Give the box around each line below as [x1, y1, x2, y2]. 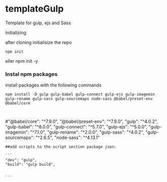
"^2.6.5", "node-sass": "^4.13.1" [35, 134, 100, 141]
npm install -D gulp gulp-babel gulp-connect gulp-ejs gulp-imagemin [5, 92, 155, 97]
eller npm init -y [5, 58, 38, 64]
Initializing [5, 29, 27, 35]
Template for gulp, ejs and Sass [5, 20, 71, 26]
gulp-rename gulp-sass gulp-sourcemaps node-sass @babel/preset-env [5, 97, 153, 102]
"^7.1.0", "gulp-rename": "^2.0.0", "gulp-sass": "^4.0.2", [30, 129, 144, 135]
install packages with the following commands [5, 82, 102, 88]
